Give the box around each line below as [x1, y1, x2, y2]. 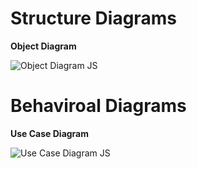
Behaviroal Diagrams [10, 95, 187, 117]
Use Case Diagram [10, 127, 90, 139]
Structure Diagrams [10, 7, 177, 30]
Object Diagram [10, 40, 77, 52]
